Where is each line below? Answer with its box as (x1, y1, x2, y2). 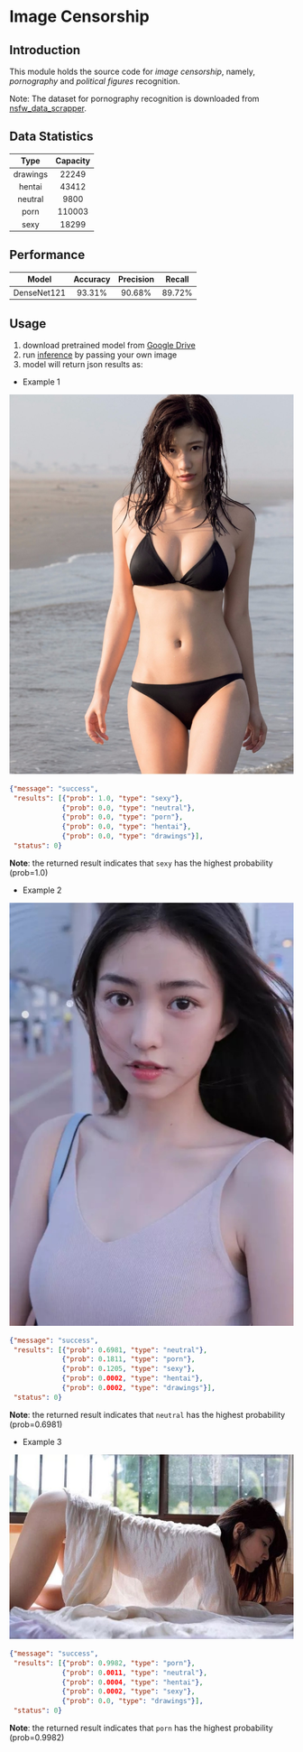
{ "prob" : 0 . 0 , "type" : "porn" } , (61, 812, 183, 822)
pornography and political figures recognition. (9, 76, 180, 87)
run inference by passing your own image (22, 349, 178, 360)
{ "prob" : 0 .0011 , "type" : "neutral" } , (61, 1668, 207, 1677)
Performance (9, 247, 86, 263)
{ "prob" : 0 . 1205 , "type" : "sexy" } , (61, 1365, 196, 1374)
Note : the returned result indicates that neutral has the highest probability (9, 1409, 286, 1420)
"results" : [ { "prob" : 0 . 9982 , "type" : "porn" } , (13, 1658, 196, 1667)
